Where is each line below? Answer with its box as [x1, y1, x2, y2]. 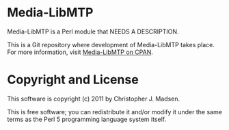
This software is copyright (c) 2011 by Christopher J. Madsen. [7, 94, 180, 103]
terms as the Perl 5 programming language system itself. [7, 115, 166, 123]
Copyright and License [7, 72, 139, 88]
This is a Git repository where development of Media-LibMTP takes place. [7, 40, 215, 49]
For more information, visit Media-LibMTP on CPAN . [7, 48, 154, 56]
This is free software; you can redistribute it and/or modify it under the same [7, 107, 222, 116]
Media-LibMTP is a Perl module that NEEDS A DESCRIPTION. [7, 27, 179, 36]
